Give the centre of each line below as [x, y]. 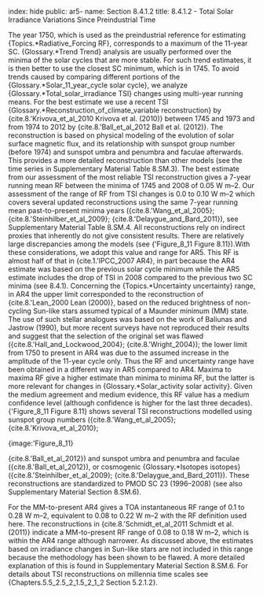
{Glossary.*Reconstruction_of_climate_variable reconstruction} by [115, 110]
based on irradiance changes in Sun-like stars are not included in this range [131, 549]
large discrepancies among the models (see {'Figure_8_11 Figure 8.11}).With [129, 244]
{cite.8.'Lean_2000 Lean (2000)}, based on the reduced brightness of [121, 303]
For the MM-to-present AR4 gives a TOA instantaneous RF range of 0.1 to [126, 507]
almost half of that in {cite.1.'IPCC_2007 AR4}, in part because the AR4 [122, 261]
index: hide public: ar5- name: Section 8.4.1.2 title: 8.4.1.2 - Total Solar [121, 11]
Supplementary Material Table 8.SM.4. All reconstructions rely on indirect [127, 227]
